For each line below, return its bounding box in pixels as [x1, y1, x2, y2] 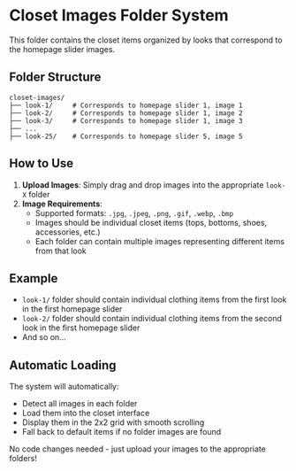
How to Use [9, 156, 74, 171]
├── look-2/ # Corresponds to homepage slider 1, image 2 [9, 108, 243, 118]
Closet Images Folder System [9, 5, 229, 26]
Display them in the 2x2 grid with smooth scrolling [21, 417, 205, 428]
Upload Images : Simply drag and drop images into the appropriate [21, 179, 264, 190]
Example [9, 271, 58, 286]
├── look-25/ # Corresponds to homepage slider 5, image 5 [9, 132, 243, 141]
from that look [34, 245, 87, 256]
